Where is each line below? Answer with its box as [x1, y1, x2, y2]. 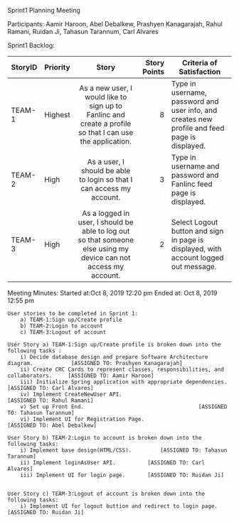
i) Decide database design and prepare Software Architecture [20, 354, 208, 361]
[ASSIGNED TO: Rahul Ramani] [7, 397, 94, 404]
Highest [43, 110, 70, 119]
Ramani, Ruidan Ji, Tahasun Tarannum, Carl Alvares [7, 28, 159, 36]
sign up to [89, 101, 123, 111]
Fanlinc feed [171, 179, 213, 189]
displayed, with [171, 244, 222, 254]
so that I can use [78, 128, 134, 137]
